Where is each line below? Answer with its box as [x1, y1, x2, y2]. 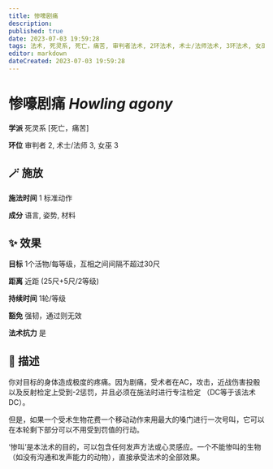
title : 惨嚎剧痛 [8, 11, 58, 20]
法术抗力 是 [8, 328, 46, 338]
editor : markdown [8, 49, 67, 58]
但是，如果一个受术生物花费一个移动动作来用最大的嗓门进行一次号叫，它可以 [8, 415, 265, 424]
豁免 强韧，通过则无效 [8, 311, 82, 321]
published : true [8, 27, 63, 35]
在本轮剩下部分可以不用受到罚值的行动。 [8, 425, 144, 435]
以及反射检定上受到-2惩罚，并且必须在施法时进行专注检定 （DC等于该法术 [8, 387, 256, 398]
